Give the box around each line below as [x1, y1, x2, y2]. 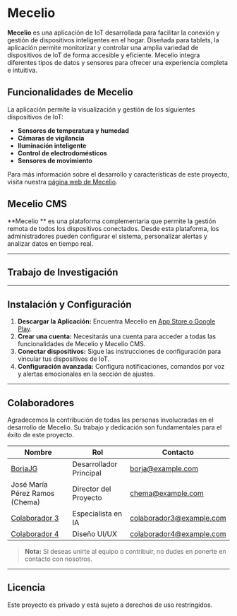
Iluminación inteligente [17, 141, 87, 150]
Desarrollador [72, 459, 118, 469]
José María [11, 480, 48, 489]
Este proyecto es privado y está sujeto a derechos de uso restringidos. [7, 600, 213, 609]
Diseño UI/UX [72, 529, 118, 538]
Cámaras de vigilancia [17, 134, 85, 142]
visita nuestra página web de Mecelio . [7, 177, 118, 186]
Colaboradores [7, 397, 75, 409]
